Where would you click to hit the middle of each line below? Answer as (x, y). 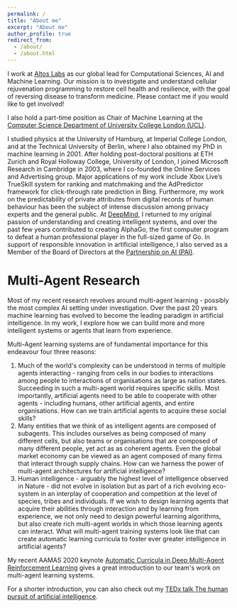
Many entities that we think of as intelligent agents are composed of (117, 426)
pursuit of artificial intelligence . (53, 596)
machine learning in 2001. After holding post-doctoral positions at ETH (110, 154)
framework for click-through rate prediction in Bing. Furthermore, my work (116, 192)
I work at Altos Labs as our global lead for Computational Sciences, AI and (116, 73)
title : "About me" (34, 21)
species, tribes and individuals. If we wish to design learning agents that (123, 501)
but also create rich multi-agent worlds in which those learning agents (120, 524)
